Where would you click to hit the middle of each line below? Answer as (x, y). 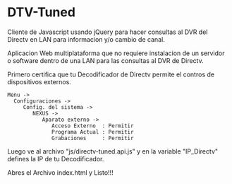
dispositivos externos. (39, 81)
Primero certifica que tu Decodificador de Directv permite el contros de (111, 74)
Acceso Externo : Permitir (93, 126)
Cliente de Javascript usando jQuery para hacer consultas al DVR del (108, 32)
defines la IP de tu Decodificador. (56, 159)
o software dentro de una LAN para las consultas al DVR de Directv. (106, 60)
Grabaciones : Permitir (93, 138)
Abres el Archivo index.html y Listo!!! (61, 172)
